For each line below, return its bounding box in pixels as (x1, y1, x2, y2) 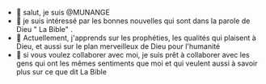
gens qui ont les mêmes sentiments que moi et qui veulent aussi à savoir (15, 58, 258, 68)
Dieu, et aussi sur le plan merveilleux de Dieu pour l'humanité (15, 42, 221, 51)
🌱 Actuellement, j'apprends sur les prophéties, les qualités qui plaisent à (15, 33, 256, 42)
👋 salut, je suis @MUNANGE (15, 8, 111, 17)
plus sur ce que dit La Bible (15, 67, 108, 76)
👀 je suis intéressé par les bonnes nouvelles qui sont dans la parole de (15, 16, 251, 26)
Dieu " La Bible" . (15, 25, 73, 34)
